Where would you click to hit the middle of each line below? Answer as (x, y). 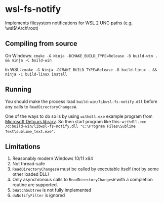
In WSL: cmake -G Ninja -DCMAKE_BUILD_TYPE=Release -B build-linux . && (81, 69)
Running (19, 89)
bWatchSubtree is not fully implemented (52, 190)
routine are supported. (35, 185)
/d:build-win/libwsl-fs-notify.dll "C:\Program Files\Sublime (70, 126)
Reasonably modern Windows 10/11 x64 (53, 158)
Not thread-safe (29, 164)
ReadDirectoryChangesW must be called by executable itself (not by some (85, 169)
